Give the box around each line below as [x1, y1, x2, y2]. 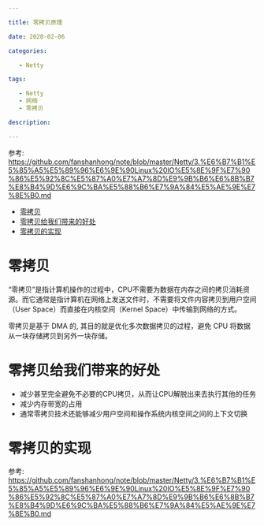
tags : [8, 76, 26, 84]
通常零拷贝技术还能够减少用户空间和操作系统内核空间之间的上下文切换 [19, 408, 248, 418]
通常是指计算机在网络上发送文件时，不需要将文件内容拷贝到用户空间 [35, 294, 257, 304]
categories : [8, 47, 47, 55]
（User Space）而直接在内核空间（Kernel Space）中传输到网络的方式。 [8, 304, 242, 314]
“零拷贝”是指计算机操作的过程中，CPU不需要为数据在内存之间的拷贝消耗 [8, 285, 243, 294]
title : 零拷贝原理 [8, 18, 63, 26]
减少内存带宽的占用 [19, 399, 83, 408]
